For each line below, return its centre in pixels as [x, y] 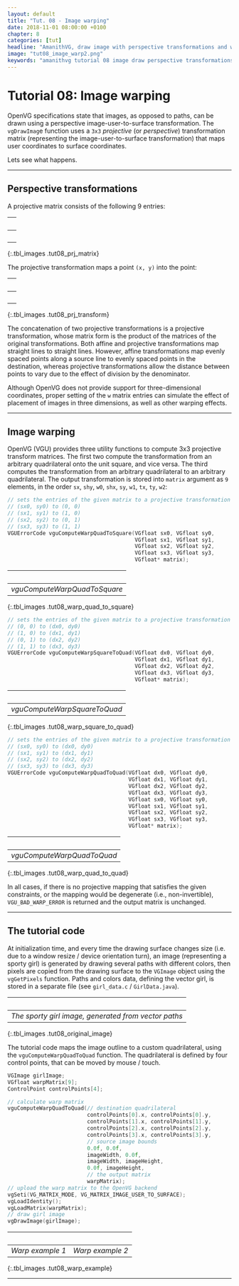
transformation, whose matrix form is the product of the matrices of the [112, 335]
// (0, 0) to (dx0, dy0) [44, 626]
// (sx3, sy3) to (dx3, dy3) [51, 766]
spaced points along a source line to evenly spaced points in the [102, 358]
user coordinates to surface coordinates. [67, 146]
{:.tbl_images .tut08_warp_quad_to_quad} [68, 873]
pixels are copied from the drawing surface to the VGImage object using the [116, 971]
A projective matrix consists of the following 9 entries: [86, 206]
